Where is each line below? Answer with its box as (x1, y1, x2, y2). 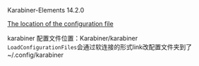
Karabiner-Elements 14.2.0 (7, 6, 85, 14)
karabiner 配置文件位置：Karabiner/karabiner (7, 34, 138, 42)
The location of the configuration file (7, 20, 114, 27)
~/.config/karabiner (7, 51, 64, 59)
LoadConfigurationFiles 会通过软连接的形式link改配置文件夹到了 (7, 43, 193, 51)
